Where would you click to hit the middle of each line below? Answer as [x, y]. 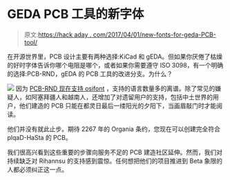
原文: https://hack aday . [58, 34]
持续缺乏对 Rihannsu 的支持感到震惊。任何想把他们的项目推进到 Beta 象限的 [115, 161]
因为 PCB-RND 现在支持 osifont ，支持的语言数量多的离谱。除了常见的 [115, 88]
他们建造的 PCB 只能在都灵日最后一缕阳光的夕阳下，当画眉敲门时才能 [118, 106]
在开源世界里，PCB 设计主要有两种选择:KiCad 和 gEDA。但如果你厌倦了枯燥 [115, 57]
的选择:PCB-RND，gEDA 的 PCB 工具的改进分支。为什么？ [90, 74]
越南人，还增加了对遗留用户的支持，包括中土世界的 [140, 97]
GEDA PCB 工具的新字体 [76, 14]
